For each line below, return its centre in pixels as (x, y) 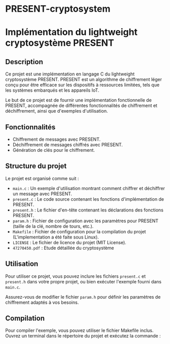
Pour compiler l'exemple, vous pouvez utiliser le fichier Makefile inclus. (79, 330)
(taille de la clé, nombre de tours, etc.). (53, 226)
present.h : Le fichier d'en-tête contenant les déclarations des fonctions (88, 210)
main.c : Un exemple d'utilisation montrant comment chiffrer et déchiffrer (89, 188)
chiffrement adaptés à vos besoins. (42, 302)
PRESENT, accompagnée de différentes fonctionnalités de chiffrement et (81, 105)
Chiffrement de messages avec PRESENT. (56, 139)
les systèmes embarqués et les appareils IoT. (52, 90)
